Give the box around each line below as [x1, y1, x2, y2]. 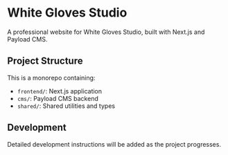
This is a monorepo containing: [7, 73, 96, 82]
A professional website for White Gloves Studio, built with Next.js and [7, 28, 205, 36]
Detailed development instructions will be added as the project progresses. [7, 140, 222, 148]
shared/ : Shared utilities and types [17, 102, 116, 110]
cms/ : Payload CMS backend [17, 94, 98, 102]
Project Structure [7, 55, 83, 67]
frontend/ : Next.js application [17, 86, 103, 95]
